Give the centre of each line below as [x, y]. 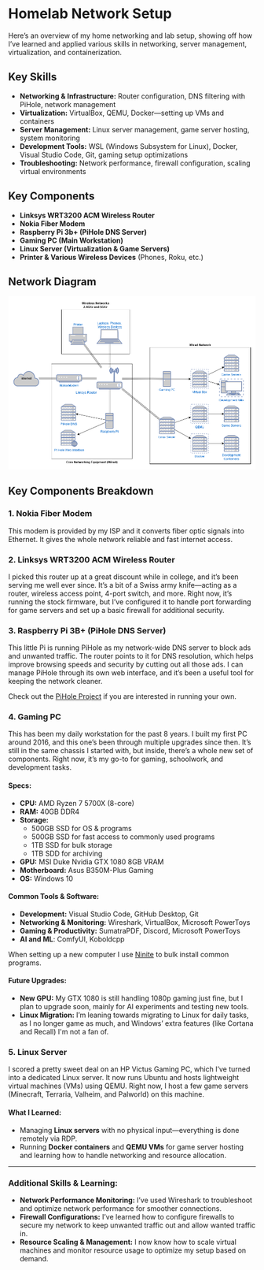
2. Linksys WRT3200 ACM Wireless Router [92, 559]
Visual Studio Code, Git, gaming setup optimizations [104, 154]
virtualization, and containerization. [65, 52]
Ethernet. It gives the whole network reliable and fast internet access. [121, 539]
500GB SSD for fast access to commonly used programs [123, 837]
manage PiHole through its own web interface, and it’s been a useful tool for [131, 673]
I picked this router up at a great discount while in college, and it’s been [123, 577]
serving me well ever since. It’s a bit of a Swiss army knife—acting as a [123, 585]
